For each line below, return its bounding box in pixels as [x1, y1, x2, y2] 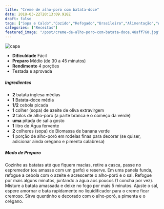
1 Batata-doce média [12, 97, 54, 103]
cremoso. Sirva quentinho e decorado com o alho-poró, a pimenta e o [5, 193, 145, 199]
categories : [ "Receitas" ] [5, 25, 58, 30]
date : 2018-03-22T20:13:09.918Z [5, 12, 71, 17]
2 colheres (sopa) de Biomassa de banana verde [12, 128, 110, 134]
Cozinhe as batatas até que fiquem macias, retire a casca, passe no [5, 162, 142, 167]
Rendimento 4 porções [12, 63, 60, 69]
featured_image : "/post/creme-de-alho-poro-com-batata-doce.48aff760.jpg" [5, 30, 161, 35]
